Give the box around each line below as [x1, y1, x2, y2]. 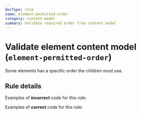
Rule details [5, 82, 41, 90]
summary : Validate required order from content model [5, 20, 117, 26]
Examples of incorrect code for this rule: [5, 95, 87, 100]
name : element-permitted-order [5, 12, 69, 16]
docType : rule [5, 7, 34, 12]
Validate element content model [5, 42, 137, 52]
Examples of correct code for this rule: [5, 104, 83, 110]
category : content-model [5, 16, 55, 21]
